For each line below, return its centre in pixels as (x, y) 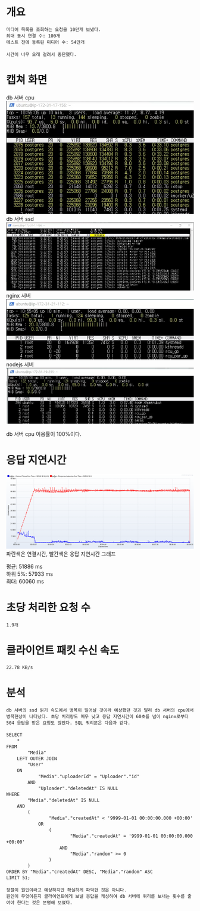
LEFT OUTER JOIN (37, 759)
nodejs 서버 (20, 364)
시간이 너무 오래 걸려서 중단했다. (41, 54)
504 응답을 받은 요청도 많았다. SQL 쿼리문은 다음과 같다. (68, 723)
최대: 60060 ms (25, 581)
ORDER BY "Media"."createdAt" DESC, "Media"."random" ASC (79, 872)
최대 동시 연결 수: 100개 (33, 36)
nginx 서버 (18, 295)
